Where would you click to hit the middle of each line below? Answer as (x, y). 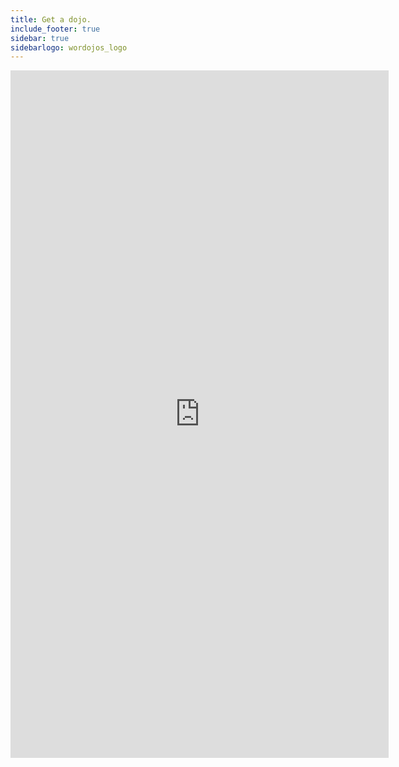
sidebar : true (40, 38)
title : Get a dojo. (51, 19)
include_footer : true (55, 29)
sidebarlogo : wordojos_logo (69, 47)
